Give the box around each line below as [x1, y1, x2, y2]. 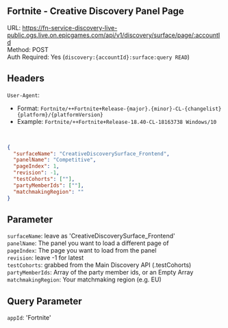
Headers [7, 73, 45, 84]
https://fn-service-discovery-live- [22, 23, 118, 31]
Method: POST [7, 45, 49, 53]
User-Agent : [7, 90, 40, 99]
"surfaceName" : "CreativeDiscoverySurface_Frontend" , [13, 150, 170, 157]
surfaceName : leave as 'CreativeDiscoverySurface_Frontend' [7, 232, 176, 240]
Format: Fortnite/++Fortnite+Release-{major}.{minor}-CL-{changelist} [16, 104, 222, 112]
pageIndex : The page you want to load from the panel [7, 247, 157, 255]
